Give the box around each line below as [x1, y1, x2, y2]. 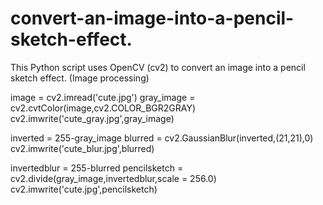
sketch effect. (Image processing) [10, 72, 150, 84]
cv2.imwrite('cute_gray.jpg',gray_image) [10, 112, 175, 124]
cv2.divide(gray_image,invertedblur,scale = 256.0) [10, 172, 217, 184]
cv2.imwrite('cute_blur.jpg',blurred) [10, 142, 155, 154]
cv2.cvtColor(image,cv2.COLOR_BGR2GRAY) [10, 102, 197, 114]
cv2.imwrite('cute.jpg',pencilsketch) [10, 183, 158, 195]
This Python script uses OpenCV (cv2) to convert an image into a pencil [10, 61, 306, 73]
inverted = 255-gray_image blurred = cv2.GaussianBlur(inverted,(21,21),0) [10, 132, 314, 144]
